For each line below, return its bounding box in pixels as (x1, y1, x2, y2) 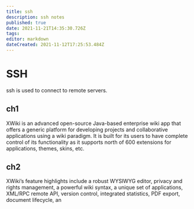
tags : (6, 31, 20, 37)
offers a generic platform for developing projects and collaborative (6, 126, 169, 133)
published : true (6, 20, 46, 25)
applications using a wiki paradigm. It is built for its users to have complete (6, 132, 188, 139)
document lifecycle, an (6, 197, 62, 204)
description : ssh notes (6, 14, 65, 20)
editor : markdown (6, 36, 49, 42)
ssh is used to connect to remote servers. (6, 86, 108, 94)
